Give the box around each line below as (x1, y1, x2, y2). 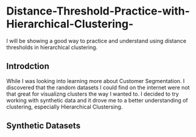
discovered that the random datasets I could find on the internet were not (6, 84, 190, 91)
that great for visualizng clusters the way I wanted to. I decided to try (6, 90, 180, 98)
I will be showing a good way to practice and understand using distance (6, 37, 187, 44)
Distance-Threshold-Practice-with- (6, 4, 191, 18)
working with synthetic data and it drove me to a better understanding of (6, 96, 189, 104)
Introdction (6, 61, 50, 72)
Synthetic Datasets (6, 121, 81, 131)
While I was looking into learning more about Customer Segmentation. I (6, 77, 185, 84)
